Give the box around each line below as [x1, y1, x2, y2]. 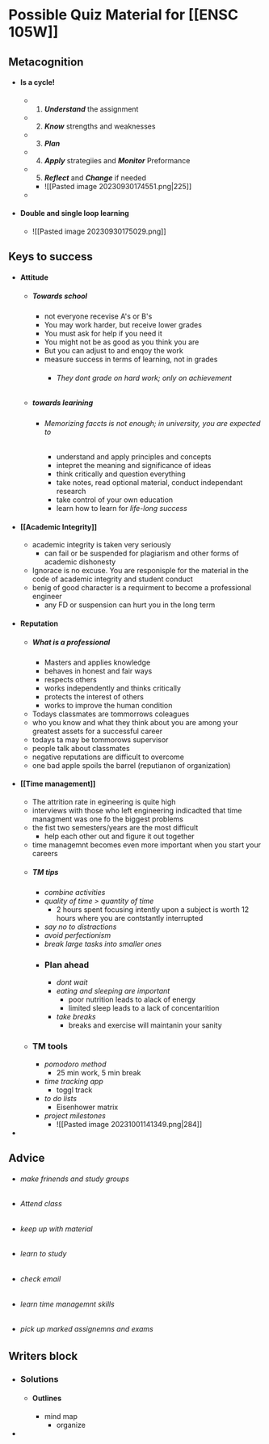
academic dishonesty [44, 557, 116, 567]
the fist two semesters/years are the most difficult [32, 823, 199, 833]
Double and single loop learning [19, 209, 129, 218]
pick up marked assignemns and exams [19, 1324, 153, 1334]
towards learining [32, 398, 94, 407]
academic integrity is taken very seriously [32, 540, 171, 550]
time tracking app [44, 1076, 103, 1086]
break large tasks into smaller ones [44, 939, 162, 949]
